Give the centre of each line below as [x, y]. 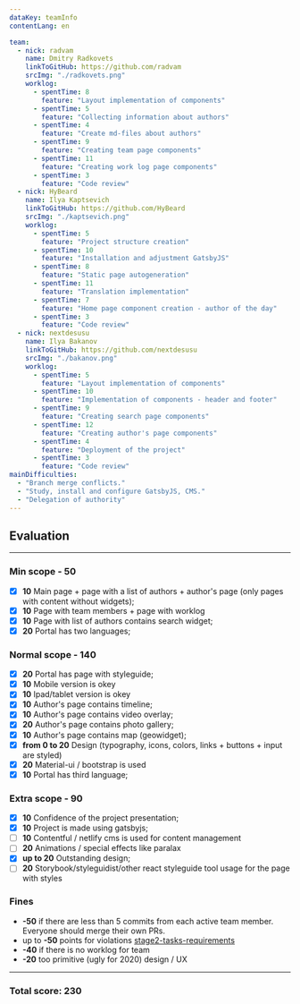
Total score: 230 [46, 991]
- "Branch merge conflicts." [71, 483]
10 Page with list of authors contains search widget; [117, 621]
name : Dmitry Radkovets [70, 59]
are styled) [42, 755]
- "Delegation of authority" [71, 499]
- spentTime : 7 [61, 300]
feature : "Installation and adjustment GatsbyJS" [135, 259]
